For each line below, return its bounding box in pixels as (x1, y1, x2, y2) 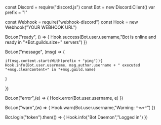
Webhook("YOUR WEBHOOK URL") (5, 24, 77, 30)
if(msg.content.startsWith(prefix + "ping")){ (5, 59, 103, 63)
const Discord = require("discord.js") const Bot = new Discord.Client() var (5, 4, 156, 10)
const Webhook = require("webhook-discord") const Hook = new (5, 19, 138, 25)
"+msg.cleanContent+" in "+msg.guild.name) (5, 67, 96, 72)
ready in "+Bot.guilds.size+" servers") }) (5, 39, 87, 45)
